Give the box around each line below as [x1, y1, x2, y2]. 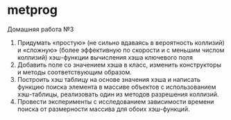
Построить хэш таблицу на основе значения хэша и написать [17, 75, 201, 83]
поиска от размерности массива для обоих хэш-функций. [17, 105, 190, 113]
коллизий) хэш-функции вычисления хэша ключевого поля [17, 53, 193, 61]
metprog [7, 2, 58, 18]
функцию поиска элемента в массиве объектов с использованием [17, 83, 216, 91]
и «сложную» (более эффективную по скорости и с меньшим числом [17, 46, 225, 54]
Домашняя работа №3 [7, 25, 74, 33]
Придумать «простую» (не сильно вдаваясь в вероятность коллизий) [17, 38, 225, 46]
